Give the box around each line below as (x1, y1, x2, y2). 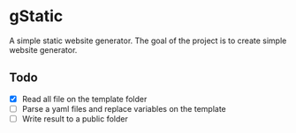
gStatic (9, 6, 64, 26)
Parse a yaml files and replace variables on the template (21, 103, 227, 114)
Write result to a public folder (21, 113, 128, 124)
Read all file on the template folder (21, 93, 148, 104)
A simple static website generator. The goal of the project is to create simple (9, 35, 287, 46)
